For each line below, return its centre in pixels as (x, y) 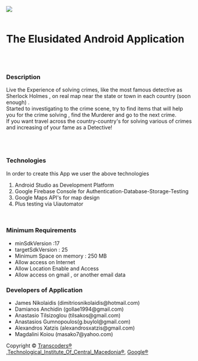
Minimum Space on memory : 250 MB (61, 256)
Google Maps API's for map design (57, 197)
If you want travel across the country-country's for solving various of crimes (99, 121)
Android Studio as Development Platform (64, 185)
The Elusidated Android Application (95, 39)
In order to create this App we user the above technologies (78, 173)
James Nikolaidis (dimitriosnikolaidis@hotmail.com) (77, 303)
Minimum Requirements (41, 230)
